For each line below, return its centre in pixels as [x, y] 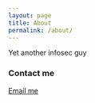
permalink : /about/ [41, 30]
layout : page [30, 15]
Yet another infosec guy [47, 53]
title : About [30, 23]
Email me [23, 90]
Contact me [32, 74]
